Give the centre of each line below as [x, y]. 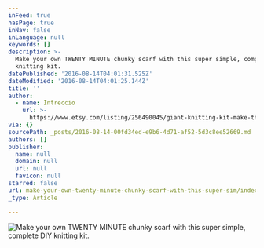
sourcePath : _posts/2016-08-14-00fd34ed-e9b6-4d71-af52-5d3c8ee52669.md [130, 132]
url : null [31, 169]
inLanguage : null [37, 37]
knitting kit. [38, 67]
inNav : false [29, 30]
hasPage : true [31, 23]
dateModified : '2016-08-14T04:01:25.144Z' [79, 81]
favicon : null [38, 176]
